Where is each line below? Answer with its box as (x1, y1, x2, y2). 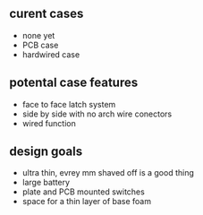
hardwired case (21, 48, 80, 60)
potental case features (9, 75, 139, 90)
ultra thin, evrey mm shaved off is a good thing (21, 168, 195, 178)
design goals (9, 144, 83, 159)
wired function (21, 117, 76, 128)
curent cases (9, 6, 84, 21)
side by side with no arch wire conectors (21, 108, 173, 119)
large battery (21, 177, 70, 188)
